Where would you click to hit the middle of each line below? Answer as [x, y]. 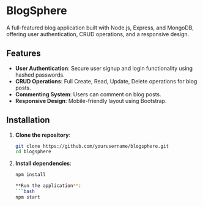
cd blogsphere [33, 152]
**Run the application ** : [48, 186]
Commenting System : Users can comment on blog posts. [88, 94]
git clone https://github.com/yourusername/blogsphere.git [92, 146]
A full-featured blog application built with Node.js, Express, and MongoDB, [100, 28]
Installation [28, 120]
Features [24, 54]
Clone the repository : [43, 135]
